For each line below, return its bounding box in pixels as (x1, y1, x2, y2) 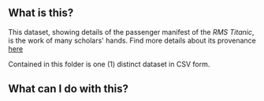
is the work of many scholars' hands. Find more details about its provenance (8, 36, 256, 45)
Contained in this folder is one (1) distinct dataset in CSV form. (8, 59, 210, 69)
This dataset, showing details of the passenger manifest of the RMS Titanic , (8, 27, 255, 36)
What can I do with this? (8, 82, 128, 95)
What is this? (8, 6, 74, 20)
